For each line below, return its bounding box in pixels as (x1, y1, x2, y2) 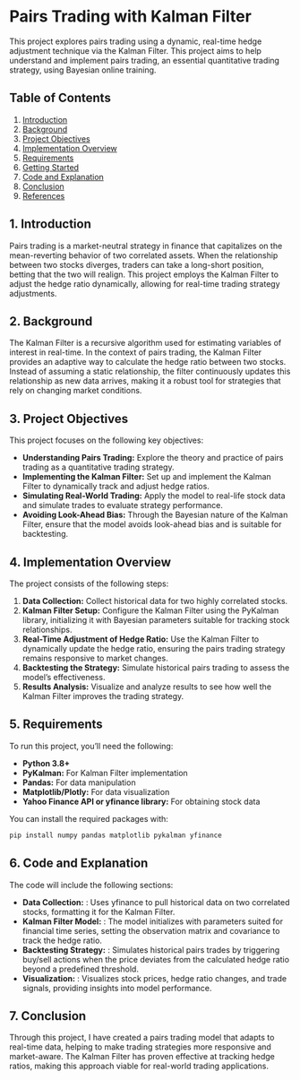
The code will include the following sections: (9, 879, 174, 890)
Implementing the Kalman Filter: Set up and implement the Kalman (21, 471, 271, 482)
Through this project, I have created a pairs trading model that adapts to (9, 1032, 275, 1043)
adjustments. (9, 288, 57, 298)
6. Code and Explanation (9, 856, 149, 871)
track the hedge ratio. (21, 935, 103, 946)
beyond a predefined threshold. (21, 963, 139, 974)
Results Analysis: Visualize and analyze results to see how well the (21, 681, 271, 692)
